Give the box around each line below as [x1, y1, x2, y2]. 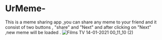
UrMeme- [5, 3, 46, 14]
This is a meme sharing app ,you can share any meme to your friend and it [5, 19, 157, 25]
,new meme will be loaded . [5, 29, 61, 35]
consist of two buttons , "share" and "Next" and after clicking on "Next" [5, 24, 152, 30]
